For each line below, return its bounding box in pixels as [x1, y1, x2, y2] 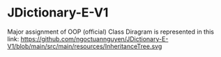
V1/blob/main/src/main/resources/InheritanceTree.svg [7, 42, 162, 50]
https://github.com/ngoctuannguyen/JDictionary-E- [20, 34, 169, 43]
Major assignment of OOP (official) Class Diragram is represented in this [7, 27, 215, 36]
